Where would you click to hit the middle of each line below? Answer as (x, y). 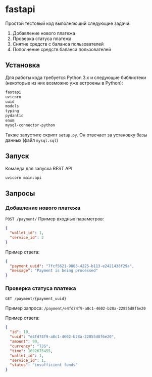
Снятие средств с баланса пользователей (58, 44)
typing (12, 111)
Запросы (20, 193)
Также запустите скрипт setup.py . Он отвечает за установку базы (76, 135)
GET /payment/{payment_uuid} (36, 299)
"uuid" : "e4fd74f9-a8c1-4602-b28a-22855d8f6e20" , (63, 337)
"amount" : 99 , (24, 342)
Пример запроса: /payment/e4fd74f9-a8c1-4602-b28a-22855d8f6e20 (75, 308)
